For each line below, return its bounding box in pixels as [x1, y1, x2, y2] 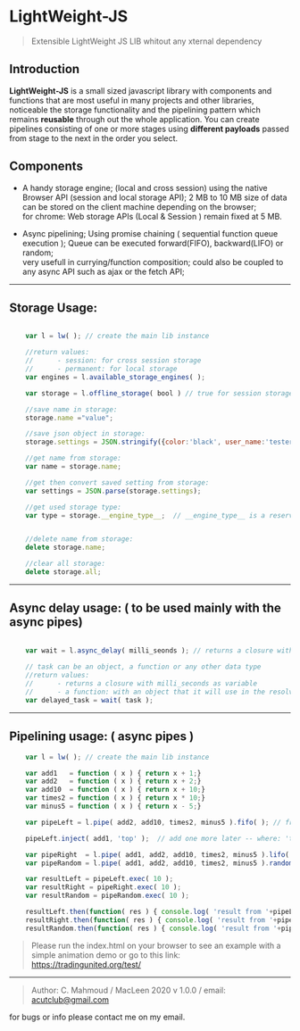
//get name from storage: [25, 453, 122, 463]
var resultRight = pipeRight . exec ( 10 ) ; [25, 883, 181, 892]
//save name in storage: [25, 404, 118, 414]
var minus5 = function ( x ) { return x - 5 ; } [25, 802, 202, 811]
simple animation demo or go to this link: [30, 949, 181, 960]
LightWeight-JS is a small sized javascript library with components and [9, 85, 272, 96]
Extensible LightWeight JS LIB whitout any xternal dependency [30, 36, 262, 46]
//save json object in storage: [25, 429, 146, 438]
